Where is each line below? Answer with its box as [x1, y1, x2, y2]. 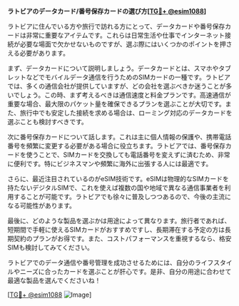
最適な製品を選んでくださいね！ [7, 276, 101, 285]
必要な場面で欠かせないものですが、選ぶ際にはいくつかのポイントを [19, 40, 220, 49]
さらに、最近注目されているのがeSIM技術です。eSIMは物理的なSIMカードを [7, 175, 230, 183]
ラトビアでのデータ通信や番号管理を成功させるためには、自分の [7, 258, 195, 267]
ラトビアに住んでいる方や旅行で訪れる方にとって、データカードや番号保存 [7, 22, 225, 31]
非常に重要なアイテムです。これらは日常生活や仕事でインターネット [26, 31, 225, 39]
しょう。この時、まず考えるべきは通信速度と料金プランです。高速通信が [19, 91, 231, 99]
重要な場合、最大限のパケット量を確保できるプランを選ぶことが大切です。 [7, 100, 226, 108]
